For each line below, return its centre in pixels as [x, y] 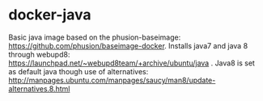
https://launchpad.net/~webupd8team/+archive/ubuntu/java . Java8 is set [131, 63]
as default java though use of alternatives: [78, 71]
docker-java [50, 15]
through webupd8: [39, 54]
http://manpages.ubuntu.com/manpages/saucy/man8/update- [112, 80]
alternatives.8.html [39, 88]
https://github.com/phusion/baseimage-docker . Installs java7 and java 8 [128, 45]
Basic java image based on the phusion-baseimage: [95, 37]
